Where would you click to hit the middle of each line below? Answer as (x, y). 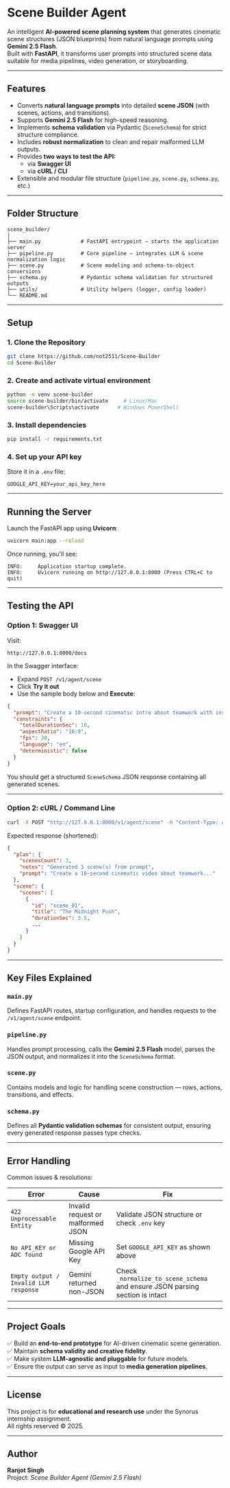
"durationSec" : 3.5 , (61, 918)
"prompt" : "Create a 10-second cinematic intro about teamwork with (113, 712)
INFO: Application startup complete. (67, 567)
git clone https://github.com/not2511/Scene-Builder (84, 357)
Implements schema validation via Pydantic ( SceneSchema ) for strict (112, 127)
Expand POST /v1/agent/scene (59, 679)
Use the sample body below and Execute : (76, 694)
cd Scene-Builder (32, 363)
